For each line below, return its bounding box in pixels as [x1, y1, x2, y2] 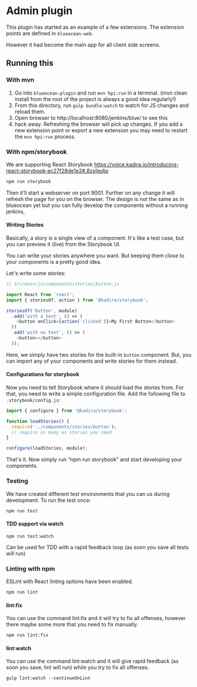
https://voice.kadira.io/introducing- [94, 160, 179, 168]
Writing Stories [6, 222, 44, 229]
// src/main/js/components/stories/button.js [6, 281, 119, 287]
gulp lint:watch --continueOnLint [6, 675, 91, 681]
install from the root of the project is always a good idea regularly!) [14, 95, 176, 102]
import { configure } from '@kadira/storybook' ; [6, 407, 128, 414]
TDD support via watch [6, 520, 64, 527]
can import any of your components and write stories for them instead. [6, 357, 178, 364]
